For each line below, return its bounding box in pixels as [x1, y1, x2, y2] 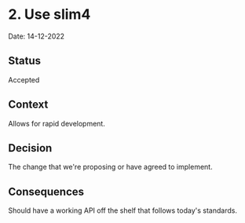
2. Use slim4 [8, 5, 91, 24]
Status [8, 54, 42, 68]
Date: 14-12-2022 [8, 31, 65, 41]
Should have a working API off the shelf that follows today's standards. [8, 206, 238, 215]
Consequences [8, 185, 85, 198]
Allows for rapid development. [8, 119, 106, 128]
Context [8, 98, 49, 111]
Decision [8, 141, 53, 155]
